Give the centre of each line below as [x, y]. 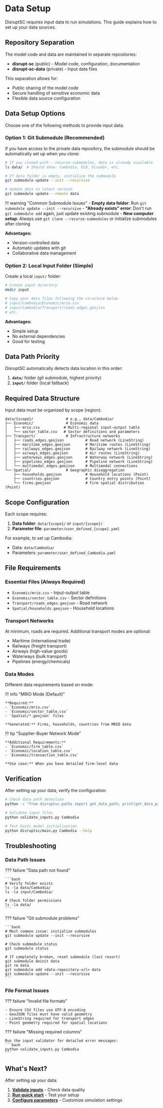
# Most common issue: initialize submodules [51, 931]
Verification [23, 779]
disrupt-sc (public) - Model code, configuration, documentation [76, 63]
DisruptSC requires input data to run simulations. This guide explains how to [81, 22]
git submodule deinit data [32, 961]
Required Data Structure [42, 398]
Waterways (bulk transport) [39, 656]
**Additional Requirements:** [36, 742]
